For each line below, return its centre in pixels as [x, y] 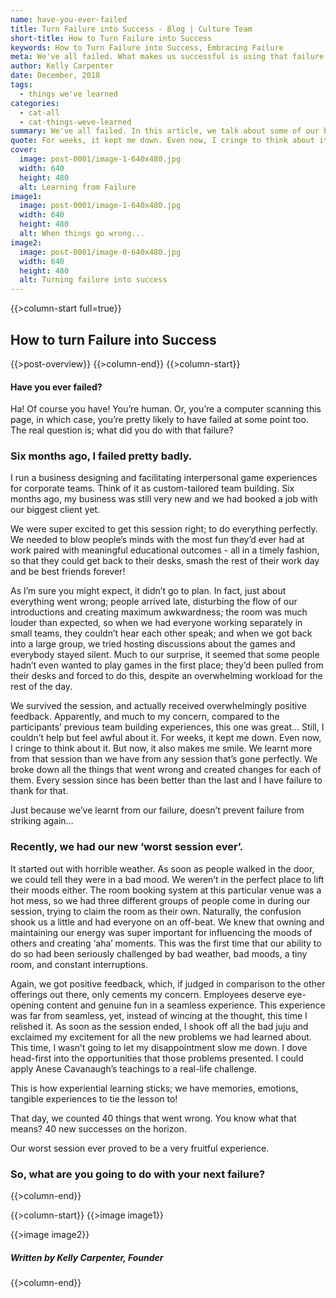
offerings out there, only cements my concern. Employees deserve [147, 994]
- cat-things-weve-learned [75, 122]
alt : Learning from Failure [78, 187]
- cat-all [39, 112]
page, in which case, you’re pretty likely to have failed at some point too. [159, 420]
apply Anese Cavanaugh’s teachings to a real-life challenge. [134, 1068]
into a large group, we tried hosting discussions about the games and [153, 644]
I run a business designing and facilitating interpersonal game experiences [164, 478]
